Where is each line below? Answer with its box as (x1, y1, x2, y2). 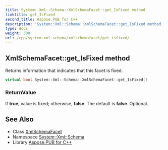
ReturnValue (5, 89, 36, 96)
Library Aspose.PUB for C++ (12, 139, 72, 145)
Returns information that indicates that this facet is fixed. (5, 67, 123, 73)
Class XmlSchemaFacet (12, 128, 62, 134)
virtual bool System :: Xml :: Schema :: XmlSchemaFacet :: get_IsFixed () (5, 77, 148, 82)
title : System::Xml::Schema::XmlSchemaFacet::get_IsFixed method (5, 7, 145, 13)
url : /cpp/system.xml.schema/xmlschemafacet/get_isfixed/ (5, 36, 130, 41)
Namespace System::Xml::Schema (12, 134, 85, 140)
